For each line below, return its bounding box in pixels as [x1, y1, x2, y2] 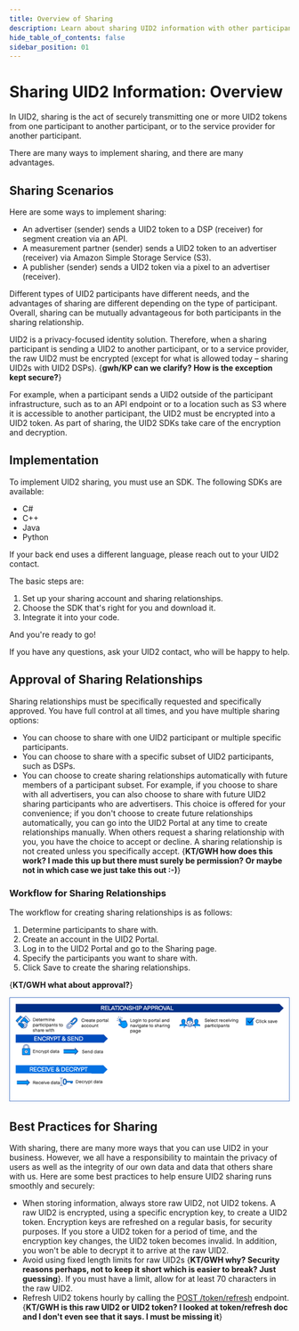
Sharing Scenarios [9, 183, 114, 198]
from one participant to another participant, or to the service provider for [9, 121, 276, 132]
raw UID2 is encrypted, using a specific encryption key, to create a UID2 [21, 1207, 287, 1218]
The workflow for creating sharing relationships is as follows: [9, 907, 233, 918]
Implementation [9, 453, 100, 468]
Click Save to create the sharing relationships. [21, 962, 191, 973]
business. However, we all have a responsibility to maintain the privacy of [9, 1152, 278, 1163]
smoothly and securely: [9, 1180, 95, 1191]
